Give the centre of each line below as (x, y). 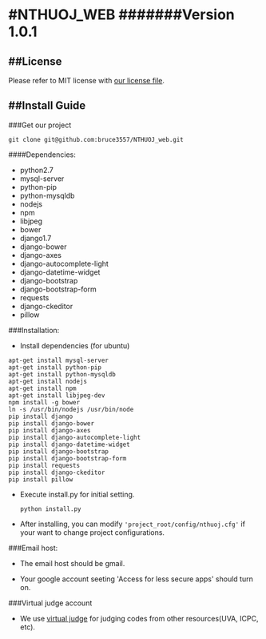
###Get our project (40, 125)
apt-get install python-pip (55, 367)
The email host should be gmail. (72, 563)
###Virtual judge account (50, 603)
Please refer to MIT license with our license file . (87, 80)
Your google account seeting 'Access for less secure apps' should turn (136, 579)
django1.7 (36, 238)
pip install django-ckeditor (57, 472)
